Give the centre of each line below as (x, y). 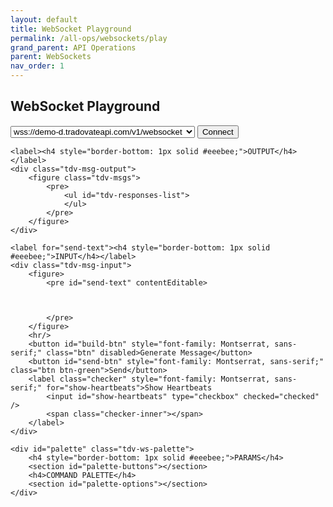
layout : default (44, 19)
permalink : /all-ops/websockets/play (89, 38)
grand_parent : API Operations (73, 47)
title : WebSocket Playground (71, 29)
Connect (217, 131)
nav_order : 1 (37, 66)
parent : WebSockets (51, 57)
